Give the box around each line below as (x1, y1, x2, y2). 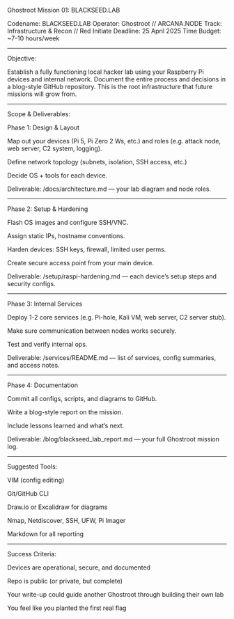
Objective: (7, 54, 37, 62)
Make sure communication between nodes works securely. (7, 327, 177, 335)
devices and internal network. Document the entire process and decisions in (7, 75, 226, 83)
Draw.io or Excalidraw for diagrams (7, 503, 108, 511)
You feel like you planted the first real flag (7, 604, 127, 612)
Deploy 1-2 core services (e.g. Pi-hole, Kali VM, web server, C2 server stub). (7, 313, 226, 321)
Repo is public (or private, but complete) (7, 577, 123, 585)
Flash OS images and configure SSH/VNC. (7, 219, 129, 226)
